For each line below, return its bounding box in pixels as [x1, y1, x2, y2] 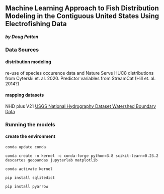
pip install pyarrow [5, 184, 49, 189]
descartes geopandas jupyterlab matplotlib [5, 157, 98, 162]
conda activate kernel [5, 166, 53, 171]
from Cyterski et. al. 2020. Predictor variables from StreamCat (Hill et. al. [5, 75, 156, 81]
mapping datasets [5, 92, 44, 98]
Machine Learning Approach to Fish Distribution [5, 4, 159, 13]
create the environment [5, 133, 56, 139]
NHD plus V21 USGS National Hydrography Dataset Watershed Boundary [5, 103, 156, 109]
